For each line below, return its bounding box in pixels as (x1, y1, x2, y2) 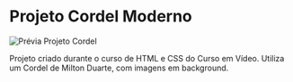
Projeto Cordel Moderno (9, 6, 193, 27)
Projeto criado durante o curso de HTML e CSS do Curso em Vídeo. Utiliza (9, 53, 285, 63)
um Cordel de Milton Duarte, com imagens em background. (9, 62, 229, 73)
